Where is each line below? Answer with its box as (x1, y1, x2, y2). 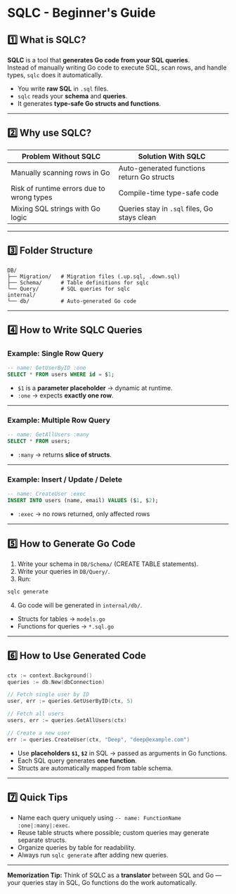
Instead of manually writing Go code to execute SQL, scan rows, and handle (7, 63, 227, 72)
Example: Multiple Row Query (7, 415, 111, 425)
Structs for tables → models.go (17, 614, 105, 623)
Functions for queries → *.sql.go (17, 622, 114, 630)
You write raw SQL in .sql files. (17, 84, 109, 93)
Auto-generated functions (118, 163, 206, 173)
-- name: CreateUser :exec (7, 490, 86, 498)
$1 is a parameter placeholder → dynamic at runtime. (17, 384, 173, 393)
